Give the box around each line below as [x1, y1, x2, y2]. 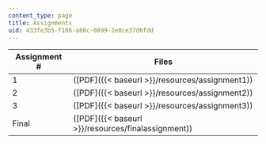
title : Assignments [8, 19, 73, 27]
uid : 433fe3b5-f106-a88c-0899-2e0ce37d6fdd [8, 26, 154, 34]
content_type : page [8, 11, 73, 20]
